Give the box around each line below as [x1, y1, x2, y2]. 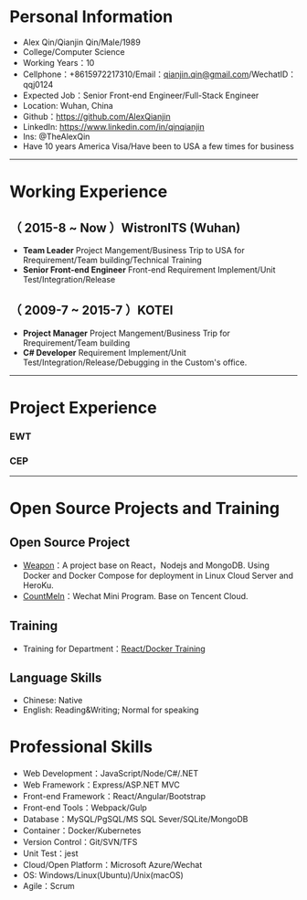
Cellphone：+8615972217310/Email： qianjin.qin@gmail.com [22, 69, 249, 80]
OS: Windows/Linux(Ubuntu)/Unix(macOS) [22, 869, 185, 880]
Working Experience [9, 181, 168, 202]
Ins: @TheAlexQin [22, 131, 90, 142]
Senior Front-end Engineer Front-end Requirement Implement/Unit [22, 263, 276, 275]
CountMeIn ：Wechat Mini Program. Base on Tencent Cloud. [22, 591, 249, 602]
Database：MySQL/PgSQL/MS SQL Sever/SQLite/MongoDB [22, 813, 249, 824]
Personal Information [9, 6, 174, 27]
